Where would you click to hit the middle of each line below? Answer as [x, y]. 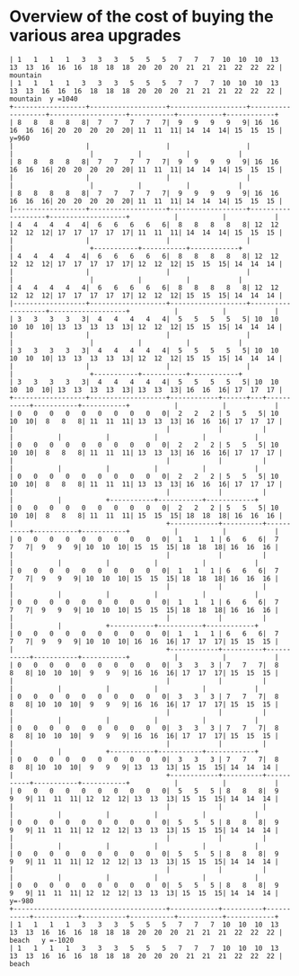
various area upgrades [95, 35]
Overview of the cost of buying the [141, 17]
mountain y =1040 [44, 99]
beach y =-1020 [42, 940]
